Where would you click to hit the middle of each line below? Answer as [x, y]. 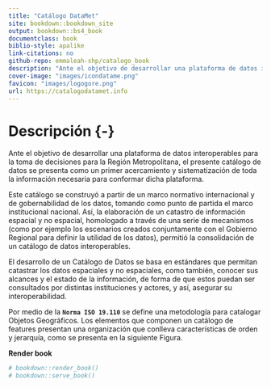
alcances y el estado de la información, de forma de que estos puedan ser [132, 279]
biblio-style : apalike [46, 46]
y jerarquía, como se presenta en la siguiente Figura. [96, 338]
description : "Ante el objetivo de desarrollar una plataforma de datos [133, 69]
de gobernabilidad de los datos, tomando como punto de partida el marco [131, 204]
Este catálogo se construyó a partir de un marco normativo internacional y [132, 195]
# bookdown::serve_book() [52, 376]
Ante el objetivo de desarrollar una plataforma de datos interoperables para [133, 154]
